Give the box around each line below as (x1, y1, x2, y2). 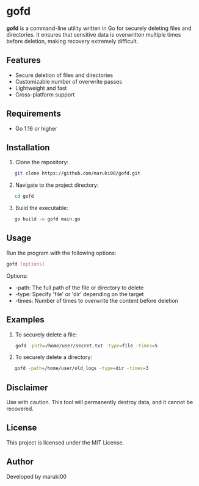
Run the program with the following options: (6, 249, 117, 256)
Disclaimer (6, 382, 48, 393)
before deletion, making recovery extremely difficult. (6, 37, 139, 45)
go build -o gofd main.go (14, 216, 81, 222)
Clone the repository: (15, 159, 69, 166)
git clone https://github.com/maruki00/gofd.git (14, 170, 140, 176)
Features (6, 55, 41, 65)
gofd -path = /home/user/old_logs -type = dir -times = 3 (14, 365, 149, 372)
